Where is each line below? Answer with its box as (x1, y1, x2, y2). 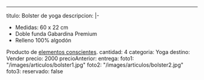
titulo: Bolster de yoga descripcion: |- (6, 12, 100, 19)
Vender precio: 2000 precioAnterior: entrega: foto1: (6, 55, 134, 62)
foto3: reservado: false (6, 68, 64, 75)
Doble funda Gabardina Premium (15, 30, 97, 37)
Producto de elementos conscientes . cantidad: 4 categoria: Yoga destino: (6, 48, 190, 55)
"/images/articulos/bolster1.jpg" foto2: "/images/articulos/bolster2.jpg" (6, 61, 184, 68)
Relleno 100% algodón (15, 37, 72, 44)
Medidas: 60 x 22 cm (15, 24, 69, 31)
